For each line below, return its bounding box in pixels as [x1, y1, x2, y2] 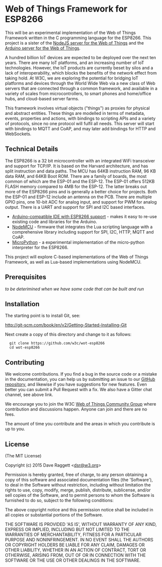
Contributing [5, 358, 44, 366]
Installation [5, 299, 40, 308]
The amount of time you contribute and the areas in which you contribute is [5, 421, 155, 427]
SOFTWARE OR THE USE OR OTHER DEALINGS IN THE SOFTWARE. [5, 557, 141, 563]
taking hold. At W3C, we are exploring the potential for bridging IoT [5, 75, 139, 81]
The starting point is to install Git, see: [5, 313, 81, 318]
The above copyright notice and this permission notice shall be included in [5, 507, 153, 512]
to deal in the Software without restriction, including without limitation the [5, 482, 151, 488]
